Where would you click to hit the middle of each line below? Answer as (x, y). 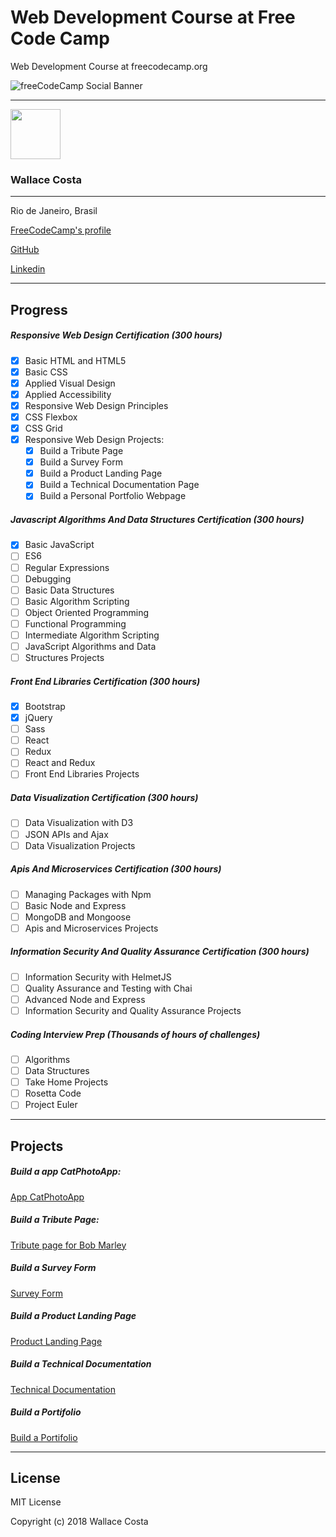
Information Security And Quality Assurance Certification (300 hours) (160, 952)
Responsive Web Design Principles (96, 405)
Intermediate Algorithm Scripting (92, 635)
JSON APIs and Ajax (66, 834)
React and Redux (60, 763)
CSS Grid (43, 428)
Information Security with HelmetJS (98, 977)
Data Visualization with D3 (79, 823)
